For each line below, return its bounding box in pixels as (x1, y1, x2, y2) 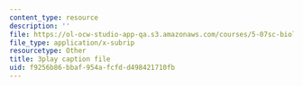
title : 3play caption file (9, 55, 111, 64)
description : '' (9, 21, 70, 30)
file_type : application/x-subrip (9, 38, 135, 47)
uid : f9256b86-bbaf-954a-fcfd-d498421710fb (9, 64, 176, 73)
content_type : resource (9, 13, 99, 22)
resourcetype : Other (9, 47, 87, 56)
